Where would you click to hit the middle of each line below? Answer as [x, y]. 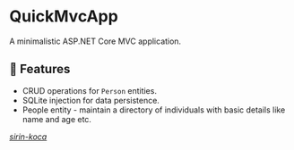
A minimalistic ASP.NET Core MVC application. [95, 41]
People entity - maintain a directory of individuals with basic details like [154, 110]
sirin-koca [28, 137]
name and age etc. [57, 119]
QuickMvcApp [64, 17]
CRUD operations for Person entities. [89, 90]
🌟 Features [40, 69]
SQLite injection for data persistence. [91, 100]
